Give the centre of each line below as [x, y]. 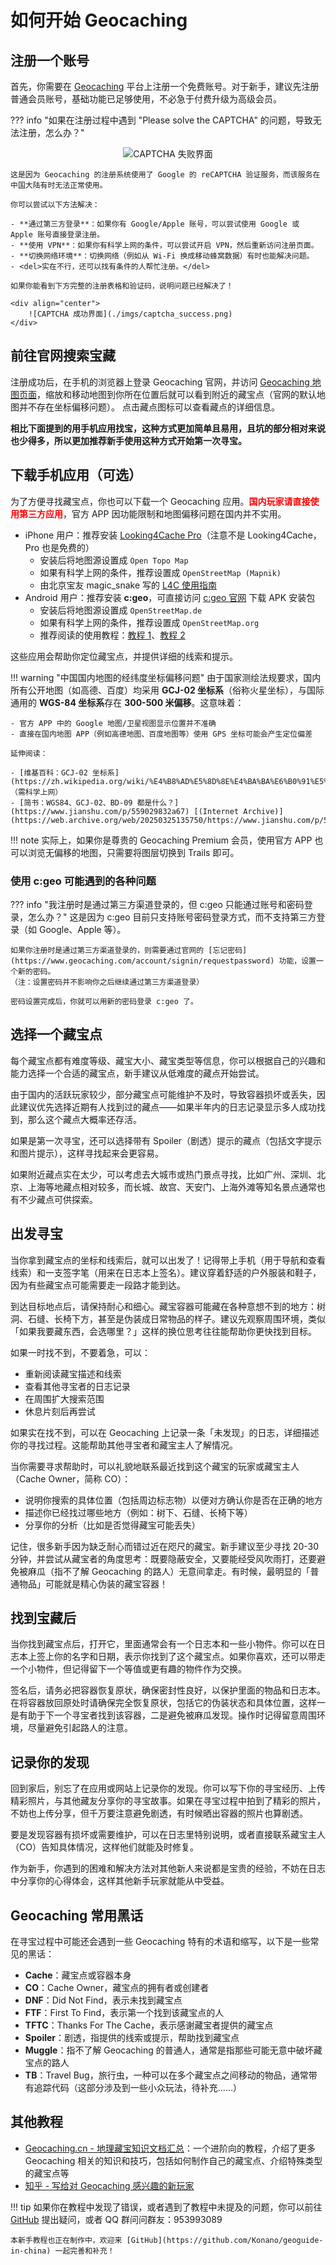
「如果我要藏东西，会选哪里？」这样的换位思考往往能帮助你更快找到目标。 [163, 1331]
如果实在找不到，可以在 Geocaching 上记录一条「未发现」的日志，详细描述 [165, 1432]
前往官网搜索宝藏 [63, 356]
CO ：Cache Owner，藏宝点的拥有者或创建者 [117, 1987]
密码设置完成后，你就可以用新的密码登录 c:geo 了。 [104, 1001]
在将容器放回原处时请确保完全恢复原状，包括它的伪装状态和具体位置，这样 [163, 1703]
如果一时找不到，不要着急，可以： [80, 1352]
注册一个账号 [50, 60]
